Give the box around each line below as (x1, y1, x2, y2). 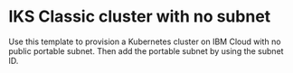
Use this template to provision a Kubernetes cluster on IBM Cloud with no (8, 36, 281, 47)
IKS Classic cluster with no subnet (8, 6, 271, 27)
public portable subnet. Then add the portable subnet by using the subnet (8, 45, 284, 56)
